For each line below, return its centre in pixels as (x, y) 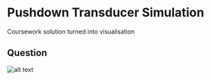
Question (27, 53)
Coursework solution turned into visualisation (71, 31)
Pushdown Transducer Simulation (105, 13)
